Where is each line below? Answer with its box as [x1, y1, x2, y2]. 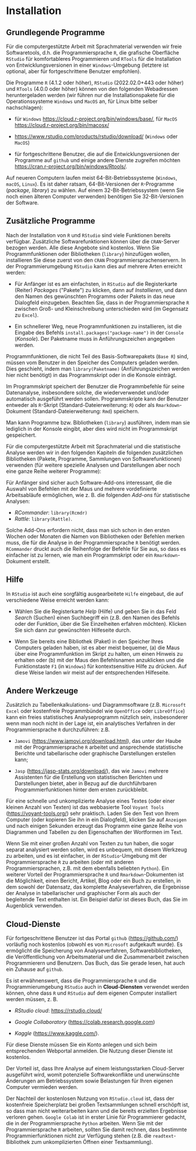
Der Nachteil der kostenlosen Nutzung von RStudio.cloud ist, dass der [6, 1095, 174, 1102]
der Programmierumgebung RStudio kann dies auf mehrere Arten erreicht [6, 262, 183, 270]
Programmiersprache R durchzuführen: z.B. [6, 726, 110, 733]
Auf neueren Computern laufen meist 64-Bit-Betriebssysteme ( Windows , [6, 174, 177, 181]
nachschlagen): [6, 104, 44, 111]
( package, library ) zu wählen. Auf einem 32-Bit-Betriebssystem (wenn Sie [6, 187, 184, 194]
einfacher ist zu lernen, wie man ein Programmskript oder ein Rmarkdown [6, 551, 178, 559]
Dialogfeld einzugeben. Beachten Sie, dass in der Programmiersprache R [14, 299, 190, 306]
